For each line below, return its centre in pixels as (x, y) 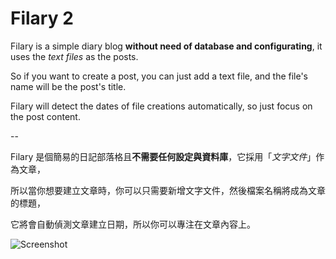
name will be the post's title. (68, 86)
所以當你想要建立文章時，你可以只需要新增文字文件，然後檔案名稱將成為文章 (168, 190)
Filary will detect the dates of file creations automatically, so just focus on (161, 106)
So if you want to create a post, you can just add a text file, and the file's (159, 76)
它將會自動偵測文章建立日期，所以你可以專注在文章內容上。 (133, 224)
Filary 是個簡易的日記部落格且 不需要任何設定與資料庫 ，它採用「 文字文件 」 (163, 156)
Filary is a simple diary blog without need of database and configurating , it (166, 46)
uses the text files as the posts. (74, 56)
